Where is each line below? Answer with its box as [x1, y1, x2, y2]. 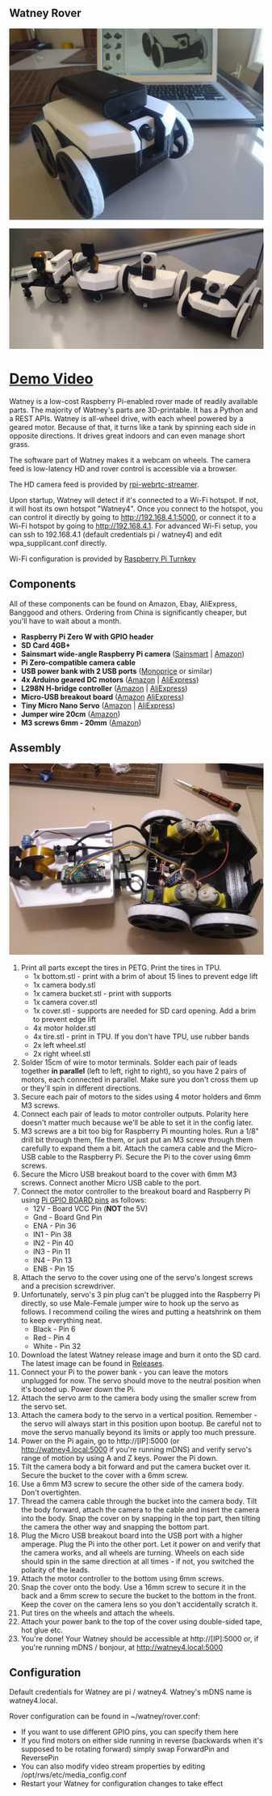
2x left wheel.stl [32, 1040, 86, 1049]
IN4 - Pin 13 [32, 1255, 73, 1265]
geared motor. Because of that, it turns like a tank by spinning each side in [9, 422, 257, 432]
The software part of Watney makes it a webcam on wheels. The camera [9, 455, 251, 465]
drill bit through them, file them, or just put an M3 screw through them [20, 1134, 253, 1144]
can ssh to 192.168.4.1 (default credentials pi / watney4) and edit [9, 530, 223, 539]
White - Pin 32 [32, 1341, 82, 1351]
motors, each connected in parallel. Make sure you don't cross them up [20, 1075, 259, 1084]
